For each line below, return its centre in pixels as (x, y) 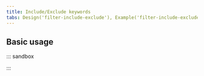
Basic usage (30, 42)
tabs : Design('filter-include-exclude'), (59, 17)
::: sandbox (20, 56)
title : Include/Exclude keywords (49, 12)
